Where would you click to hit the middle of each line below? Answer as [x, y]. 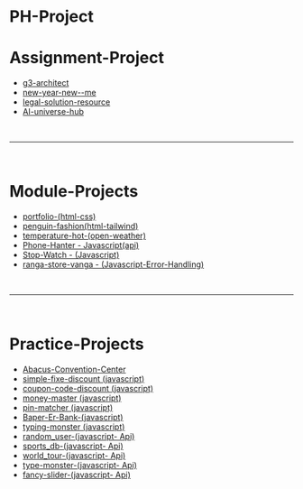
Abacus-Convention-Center [74, 369]
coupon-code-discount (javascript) [88, 388]
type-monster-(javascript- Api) [80, 465]
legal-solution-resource [66, 102]
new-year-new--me [59, 93]
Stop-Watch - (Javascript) [71, 255]
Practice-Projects [77, 344]
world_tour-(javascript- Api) [74, 456]
